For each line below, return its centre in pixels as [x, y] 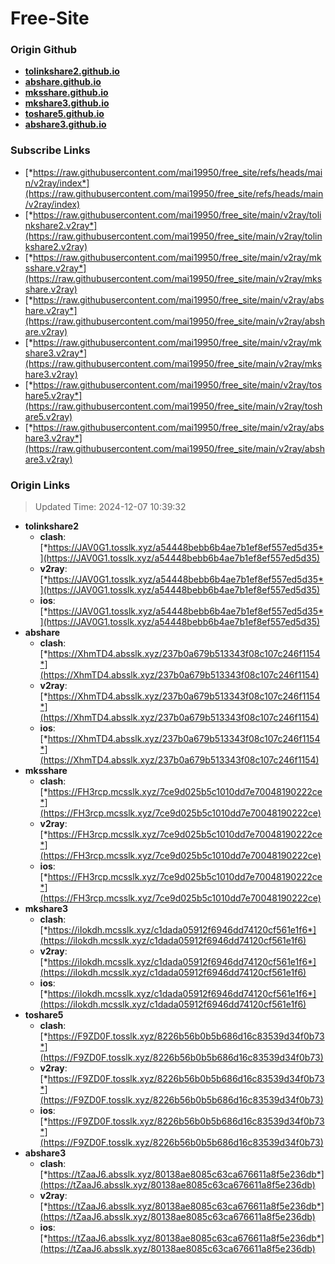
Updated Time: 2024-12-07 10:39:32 [110, 507]
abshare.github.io [63, 82]
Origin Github [44, 50]
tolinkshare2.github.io [72, 71]
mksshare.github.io [66, 93]
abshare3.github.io [65, 124]
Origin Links [40, 485]
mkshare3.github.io [67, 103]
